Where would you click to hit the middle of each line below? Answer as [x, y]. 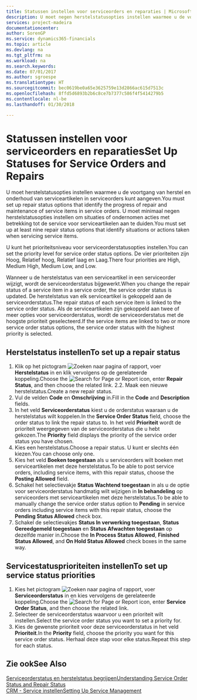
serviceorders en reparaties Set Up [92, 151]
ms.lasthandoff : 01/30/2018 [40, 104]
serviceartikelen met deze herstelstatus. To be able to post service [94, 466]
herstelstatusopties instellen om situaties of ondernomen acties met [88, 217]
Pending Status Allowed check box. [58, 516]
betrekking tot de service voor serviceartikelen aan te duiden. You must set [96, 223]
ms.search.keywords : [31, 66]
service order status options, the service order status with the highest [90, 327]
